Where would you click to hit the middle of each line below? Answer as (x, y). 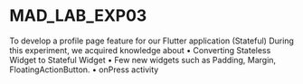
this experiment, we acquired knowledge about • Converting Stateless (140, 50)
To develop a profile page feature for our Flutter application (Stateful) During (151, 41)
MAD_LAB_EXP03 (78, 16)
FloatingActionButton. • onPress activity (84, 70)
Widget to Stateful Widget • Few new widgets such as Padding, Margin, (143, 60)
